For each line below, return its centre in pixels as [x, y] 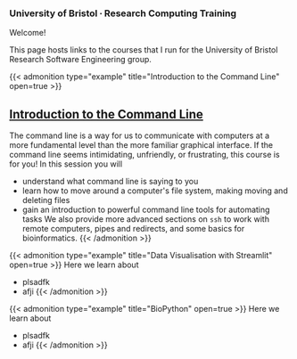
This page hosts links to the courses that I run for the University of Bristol [144, 50]
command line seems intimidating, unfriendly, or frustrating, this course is [144, 155]
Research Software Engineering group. [80, 60]
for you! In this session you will [66, 164]
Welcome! [28, 33]
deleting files [46, 200]
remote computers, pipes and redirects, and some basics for [133, 229]
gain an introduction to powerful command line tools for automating [146, 210]
